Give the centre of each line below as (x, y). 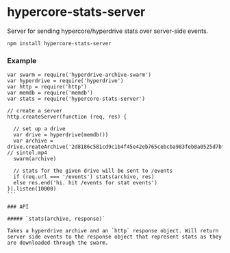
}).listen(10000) (32, 189)
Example (22, 60)
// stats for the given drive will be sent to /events (93, 171)
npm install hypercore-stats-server (59, 43)
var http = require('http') (47, 87)
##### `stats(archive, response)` (56, 219)
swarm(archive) (35, 159)
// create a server (35, 111)
